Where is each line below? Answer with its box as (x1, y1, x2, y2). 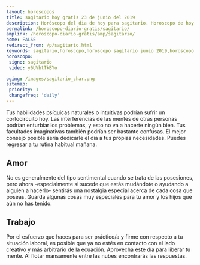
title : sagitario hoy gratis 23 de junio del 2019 (6, 14, 135, 20)
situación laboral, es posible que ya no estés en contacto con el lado (6, 239, 175, 246)
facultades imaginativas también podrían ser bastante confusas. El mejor (6, 127, 186, 135)
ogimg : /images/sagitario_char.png (6, 76, 95, 82)
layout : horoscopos (6, 8, 55, 15)
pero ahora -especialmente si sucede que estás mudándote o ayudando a (6, 180, 189, 187)
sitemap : (6, 81, 28, 87)
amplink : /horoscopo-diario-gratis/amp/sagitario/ (6, 31, 135, 37)
